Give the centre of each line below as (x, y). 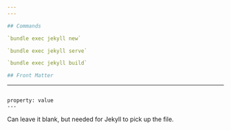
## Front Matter (30, 76)
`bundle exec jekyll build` (47, 63)
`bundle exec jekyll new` (44, 39)
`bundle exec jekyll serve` (47, 51)
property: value (30, 100)
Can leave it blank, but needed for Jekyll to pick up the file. (90, 119)
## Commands (24, 26)
